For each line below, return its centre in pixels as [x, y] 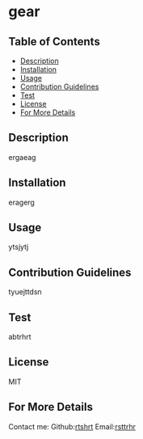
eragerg [21, 202]
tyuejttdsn [25, 292]
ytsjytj [19, 247]
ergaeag [22, 157]
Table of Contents [55, 42]
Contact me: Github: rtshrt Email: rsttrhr [72, 426]
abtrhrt [20, 337]
